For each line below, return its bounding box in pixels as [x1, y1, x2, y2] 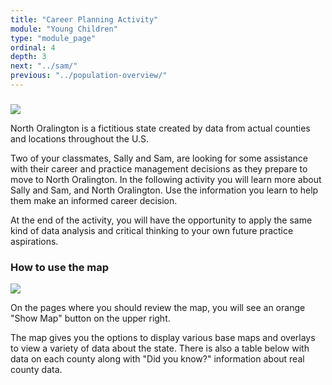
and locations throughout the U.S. [10, 132, 149, 145]
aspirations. [10, 235, 59, 247]
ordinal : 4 [10, 42, 56, 53]
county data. [10, 364, 63, 376]
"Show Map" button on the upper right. [10, 312, 171, 325]
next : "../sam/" [10, 61, 78, 71]
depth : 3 [10, 52, 47, 62]
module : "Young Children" [10, 24, 118, 34]
